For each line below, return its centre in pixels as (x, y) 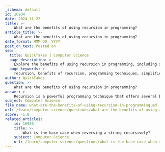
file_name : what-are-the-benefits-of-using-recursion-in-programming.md (81, 105)
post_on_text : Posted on (30, 46)
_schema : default (23, 10)
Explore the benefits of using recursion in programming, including (85, 64)
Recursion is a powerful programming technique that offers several (85, 96)
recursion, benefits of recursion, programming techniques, (77, 74)
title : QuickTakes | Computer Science (49, 55)
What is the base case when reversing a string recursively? (87, 133)
